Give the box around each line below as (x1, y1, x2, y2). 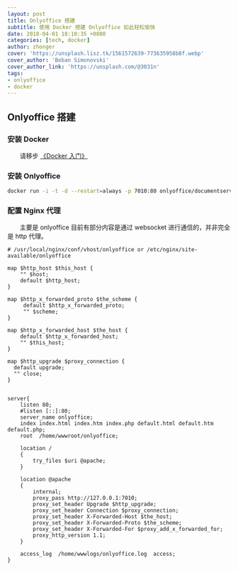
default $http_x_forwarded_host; (20, 333, 119, 341)
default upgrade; (13, 364, 65, 371)
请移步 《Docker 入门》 (20, 151, 89, 160)
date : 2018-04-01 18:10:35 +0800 (7, 30, 106, 38)
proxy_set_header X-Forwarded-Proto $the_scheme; (33, 520, 182, 527)
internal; (33, 488, 62, 495)
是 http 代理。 (7, 232, 47, 241)
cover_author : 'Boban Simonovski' (7, 57, 110, 64)
